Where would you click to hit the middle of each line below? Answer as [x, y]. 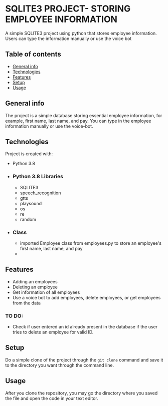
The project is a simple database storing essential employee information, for [84, 115]
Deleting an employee [35, 287]
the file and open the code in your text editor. [52, 398]
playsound [31, 203]
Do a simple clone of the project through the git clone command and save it [84, 360]
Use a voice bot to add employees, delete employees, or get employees [87, 297]
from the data [27, 303]
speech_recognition [40, 193]
